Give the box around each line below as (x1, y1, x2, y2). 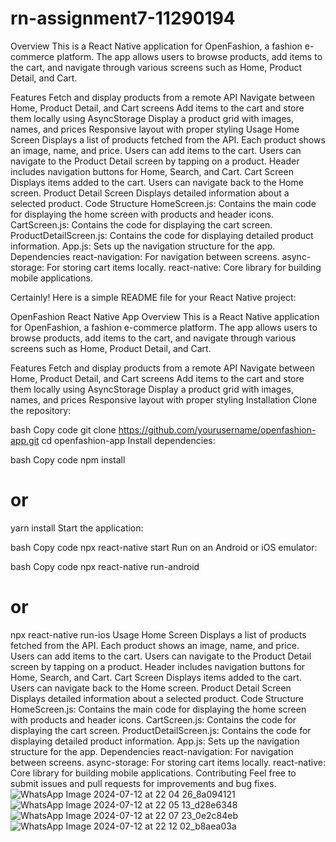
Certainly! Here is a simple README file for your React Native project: (10, 291, 297, 303)
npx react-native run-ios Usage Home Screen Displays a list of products (10, 628, 307, 641)
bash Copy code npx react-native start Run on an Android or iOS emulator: (10, 541, 318, 553)
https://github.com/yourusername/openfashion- (118, 423, 317, 436)
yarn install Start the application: (10, 522, 144, 534)
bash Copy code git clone (10, 423, 117, 436)
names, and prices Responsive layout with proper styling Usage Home (10, 123, 300, 135)
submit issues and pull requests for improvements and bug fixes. (10, 777, 277, 789)
